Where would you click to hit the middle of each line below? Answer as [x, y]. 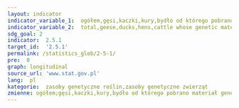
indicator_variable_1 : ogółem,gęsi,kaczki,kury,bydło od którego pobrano [121, 21]
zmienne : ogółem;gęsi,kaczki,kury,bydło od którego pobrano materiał [113, 93]
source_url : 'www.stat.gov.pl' [54, 73]
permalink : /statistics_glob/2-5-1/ [62, 54]
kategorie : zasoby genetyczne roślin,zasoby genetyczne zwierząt [108, 87]
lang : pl [22, 80]
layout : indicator [34, 14]
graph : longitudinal [38, 67]
